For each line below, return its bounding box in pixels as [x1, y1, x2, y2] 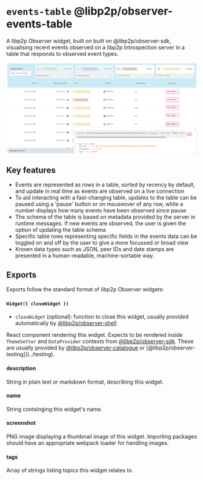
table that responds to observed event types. [6, 50, 119, 57]
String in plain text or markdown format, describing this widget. [6, 378, 164, 385]
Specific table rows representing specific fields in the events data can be [15, 232, 198, 240]
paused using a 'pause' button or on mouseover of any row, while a [15, 200, 184, 208]
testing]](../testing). [6, 351, 55, 358]
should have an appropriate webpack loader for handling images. [6, 439, 169, 447]
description [6, 365, 36, 372]
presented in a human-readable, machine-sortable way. [15, 252, 155, 259]
